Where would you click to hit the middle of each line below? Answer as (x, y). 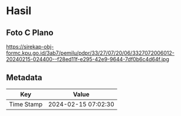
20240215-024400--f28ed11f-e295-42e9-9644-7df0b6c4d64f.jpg (88, 59)
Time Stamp (26, 104)
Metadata (24, 78)
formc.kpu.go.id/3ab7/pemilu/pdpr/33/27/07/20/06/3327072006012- (90, 53)
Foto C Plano (30, 33)
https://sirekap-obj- (30, 47)
